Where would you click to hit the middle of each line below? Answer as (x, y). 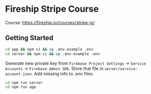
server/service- (121, 69)
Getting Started (29, 38)
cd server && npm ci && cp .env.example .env (52, 54)
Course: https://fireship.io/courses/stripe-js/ (50, 23)
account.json (18, 74)
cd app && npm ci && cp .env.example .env (49, 49)
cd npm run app (21, 87)
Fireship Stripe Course (52, 9)
